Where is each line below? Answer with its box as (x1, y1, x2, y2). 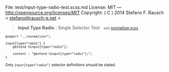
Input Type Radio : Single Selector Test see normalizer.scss (17, 25, 139, 31)
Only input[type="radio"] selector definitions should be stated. (5, 62, 116, 67)
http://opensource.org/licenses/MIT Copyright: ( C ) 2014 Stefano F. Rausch (5, 10, 164, 16)
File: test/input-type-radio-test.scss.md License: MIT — (5, 5, 122, 10)
